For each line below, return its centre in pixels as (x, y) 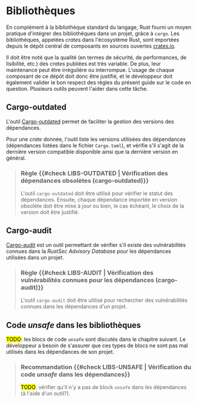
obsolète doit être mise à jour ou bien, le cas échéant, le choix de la (102, 206)
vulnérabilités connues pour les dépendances (87, 280)
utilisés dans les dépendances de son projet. (60, 351)
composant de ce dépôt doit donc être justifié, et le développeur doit (89, 76)
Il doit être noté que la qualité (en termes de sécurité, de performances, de (96, 57)
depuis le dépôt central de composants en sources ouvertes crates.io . (91, 46)
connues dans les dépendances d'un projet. (74, 307)
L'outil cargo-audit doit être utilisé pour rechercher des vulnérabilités (104, 300)
